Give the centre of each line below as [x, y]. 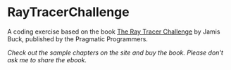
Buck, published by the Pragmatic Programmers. [77, 38]
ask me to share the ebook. [47, 59]
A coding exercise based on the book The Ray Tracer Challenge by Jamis [114, 31]
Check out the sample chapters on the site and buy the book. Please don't [115, 52]
